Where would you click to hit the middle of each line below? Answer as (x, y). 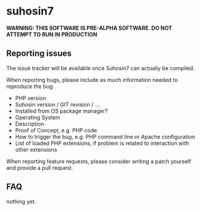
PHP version (31, 98)
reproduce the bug (30, 86)
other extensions (36, 149)
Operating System (38, 117)
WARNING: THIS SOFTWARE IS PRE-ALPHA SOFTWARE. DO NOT (89, 28)
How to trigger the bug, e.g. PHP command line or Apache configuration (105, 136)
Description (29, 124)
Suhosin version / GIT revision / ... (57, 104)
